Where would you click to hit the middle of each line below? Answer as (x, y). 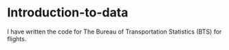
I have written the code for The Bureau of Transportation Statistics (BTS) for (115, 32)
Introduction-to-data (68, 13)
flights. (17, 38)
